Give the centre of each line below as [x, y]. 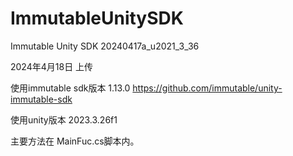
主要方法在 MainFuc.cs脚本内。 [75, 141]
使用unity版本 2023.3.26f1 [64, 119]
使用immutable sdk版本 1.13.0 [70, 88]
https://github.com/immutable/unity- [207, 88]
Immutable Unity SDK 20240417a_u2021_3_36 [105, 46]
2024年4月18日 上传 [52, 66]
